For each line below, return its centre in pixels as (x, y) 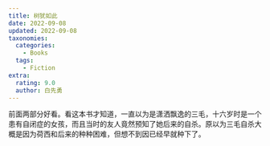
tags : (25, 61)
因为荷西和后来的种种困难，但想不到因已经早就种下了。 (114, 134)
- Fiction (39, 68)
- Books (35, 53)
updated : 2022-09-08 (43, 30)
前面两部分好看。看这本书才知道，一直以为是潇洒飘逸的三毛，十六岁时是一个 (135, 114)
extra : (19, 75)
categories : (36, 46)
